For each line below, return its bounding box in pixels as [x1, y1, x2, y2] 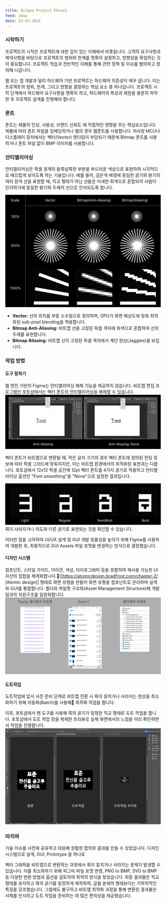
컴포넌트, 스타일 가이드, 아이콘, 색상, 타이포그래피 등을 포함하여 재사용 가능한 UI [5, 567, 158, 573]
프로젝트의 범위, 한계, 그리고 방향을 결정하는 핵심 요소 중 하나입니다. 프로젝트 [5, 84, 153, 90]
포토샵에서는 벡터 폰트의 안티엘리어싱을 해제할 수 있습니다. [22, 389, 134, 395]
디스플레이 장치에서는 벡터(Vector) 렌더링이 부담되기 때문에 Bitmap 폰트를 [5, 134, 148, 140]
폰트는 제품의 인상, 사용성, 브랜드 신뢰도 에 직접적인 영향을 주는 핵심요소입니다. [5, 122, 157, 128]
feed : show [5, 13, 28, 18]
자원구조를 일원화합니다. [18, 591, 65, 597]
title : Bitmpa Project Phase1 [5, 8, 68, 13]
